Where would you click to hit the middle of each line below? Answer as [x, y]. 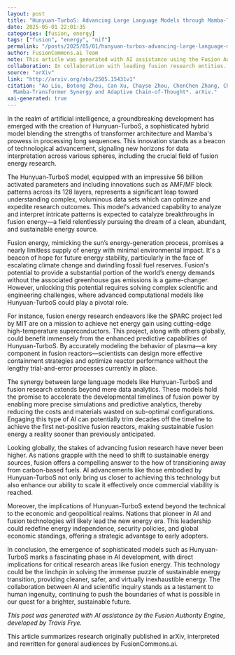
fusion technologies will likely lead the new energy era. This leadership [109, 521]
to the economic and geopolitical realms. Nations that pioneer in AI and [109, 514]
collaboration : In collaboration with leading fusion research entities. [117, 66]
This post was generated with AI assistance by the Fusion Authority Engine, [116, 615]
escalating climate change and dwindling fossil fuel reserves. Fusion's [108, 265]
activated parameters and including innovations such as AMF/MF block [109, 184]
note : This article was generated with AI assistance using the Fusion [114, 60]
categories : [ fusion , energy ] [51, 33]
